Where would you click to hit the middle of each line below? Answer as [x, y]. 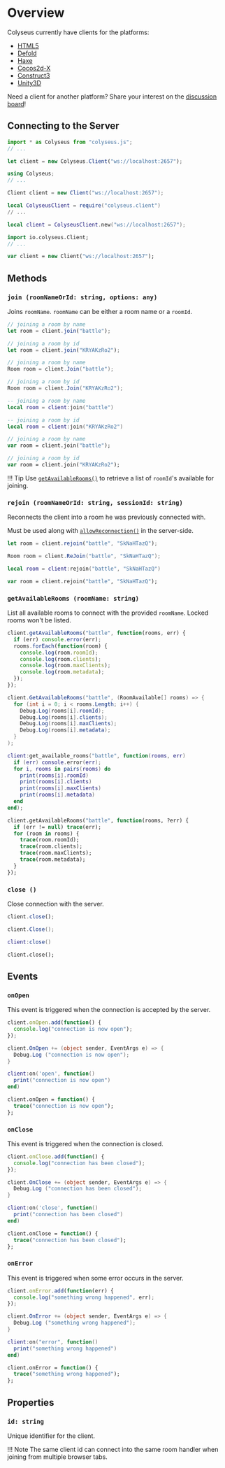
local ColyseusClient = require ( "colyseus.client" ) [84, 206]
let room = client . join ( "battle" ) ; [59, 331]
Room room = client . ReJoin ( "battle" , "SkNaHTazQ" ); [84, 556]
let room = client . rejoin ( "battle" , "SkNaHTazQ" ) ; [82, 543]
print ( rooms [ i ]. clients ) [56, 782]
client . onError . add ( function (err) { [60, 1291]
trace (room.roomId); [50, 840]
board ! [17, 104]
